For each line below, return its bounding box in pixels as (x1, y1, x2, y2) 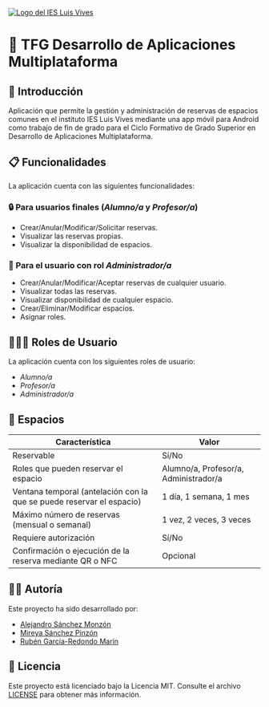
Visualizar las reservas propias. (19, 231, 124, 241)
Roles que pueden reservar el (12, 463, 123, 474)
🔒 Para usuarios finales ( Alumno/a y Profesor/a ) (8, 201, 199, 213)
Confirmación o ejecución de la (12, 546, 130, 557)
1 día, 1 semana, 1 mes (161, 491, 250, 502)
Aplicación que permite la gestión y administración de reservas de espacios (8, 106, 259, 116)
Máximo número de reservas (12, 510, 120, 521)
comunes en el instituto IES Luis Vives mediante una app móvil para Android (8, 115, 259, 124)
